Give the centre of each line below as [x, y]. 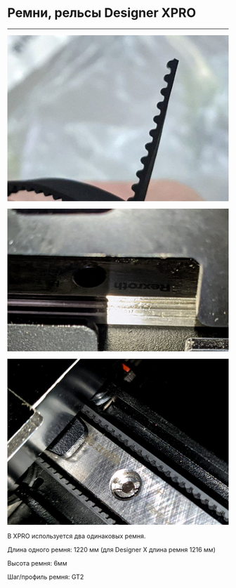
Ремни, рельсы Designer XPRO [102, 13]
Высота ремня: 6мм [37, 563]
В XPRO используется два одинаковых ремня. [77, 536]
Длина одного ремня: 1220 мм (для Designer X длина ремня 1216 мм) [111, 550]
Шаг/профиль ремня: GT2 [46, 577]
